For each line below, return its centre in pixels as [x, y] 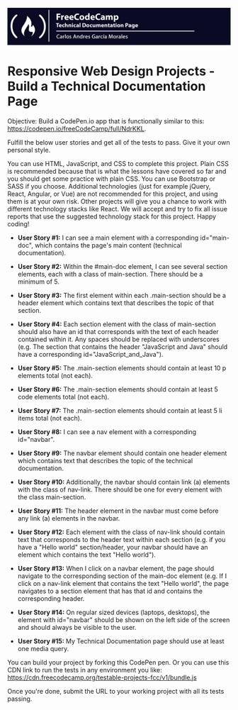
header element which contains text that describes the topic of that [116, 303]
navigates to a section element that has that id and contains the [110, 591]
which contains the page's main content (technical [108, 245]
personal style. [29, 150]
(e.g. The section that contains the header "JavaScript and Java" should [123, 346]
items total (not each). [50, 418]
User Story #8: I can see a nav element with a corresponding [107, 432]
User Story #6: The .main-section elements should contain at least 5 [118, 389]
